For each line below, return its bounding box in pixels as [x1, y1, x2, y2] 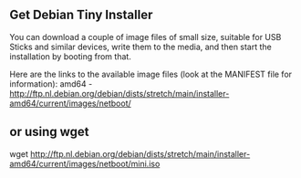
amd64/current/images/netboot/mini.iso [9, 158, 161, 169]
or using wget [9, 124, 89, 140]
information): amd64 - [9, 78, 93, 89]
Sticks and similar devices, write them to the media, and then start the [9, 41, 272, 52]
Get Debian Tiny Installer [9, 7, 153, 23]
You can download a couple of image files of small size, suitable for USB [9, 31, 282, 42]
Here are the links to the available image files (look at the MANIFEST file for [9, 68, 293, 79]
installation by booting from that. [9, 50, 132, 62]
